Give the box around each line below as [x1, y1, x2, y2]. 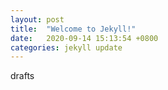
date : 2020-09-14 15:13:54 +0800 [10, 33, 159, 43]
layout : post [10, 14, 65, 25]
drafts [10, 70, 35, 82]
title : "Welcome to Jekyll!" [10, 24, 137, 34]
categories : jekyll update [10, 42, 123, 53]
